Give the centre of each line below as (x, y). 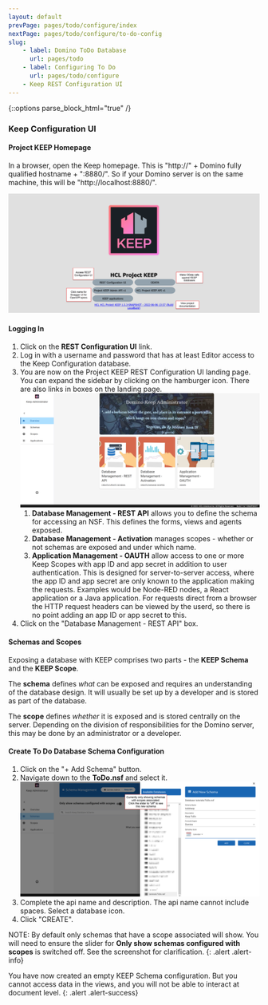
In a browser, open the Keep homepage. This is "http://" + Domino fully (125, 165)
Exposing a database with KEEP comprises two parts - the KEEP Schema (128, 659)
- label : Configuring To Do (69, 68)
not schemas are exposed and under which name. (114, 548)
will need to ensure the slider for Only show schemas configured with (124, 943)
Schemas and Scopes (45, 642)
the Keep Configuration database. (75, 363)
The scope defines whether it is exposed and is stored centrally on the (124, 716)
